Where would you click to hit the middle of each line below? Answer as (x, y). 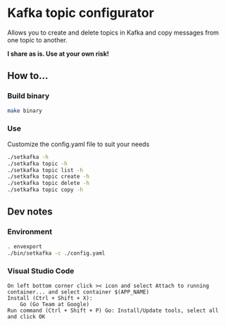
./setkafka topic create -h (49, 177)
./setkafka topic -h (38, 164)
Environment (30, 232)
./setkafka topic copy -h (45, 190)
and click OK (26, 316)
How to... (28, 76)
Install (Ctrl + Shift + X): (50, 298)
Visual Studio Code (41, 271)
